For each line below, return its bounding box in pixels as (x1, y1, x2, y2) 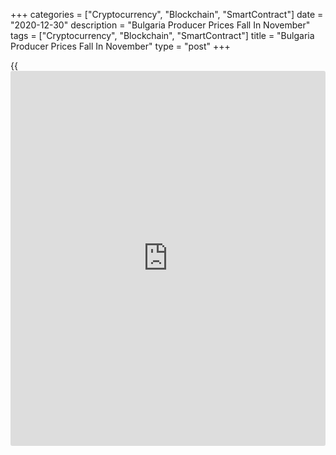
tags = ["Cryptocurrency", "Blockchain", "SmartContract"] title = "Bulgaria (10, 30, 315, 41)
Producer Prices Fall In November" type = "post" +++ (10, 40, 231, 52)
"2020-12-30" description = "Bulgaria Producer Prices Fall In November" (10, 19, 311, 31)
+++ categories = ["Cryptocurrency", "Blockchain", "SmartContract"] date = (10, 9, 324, 20)
